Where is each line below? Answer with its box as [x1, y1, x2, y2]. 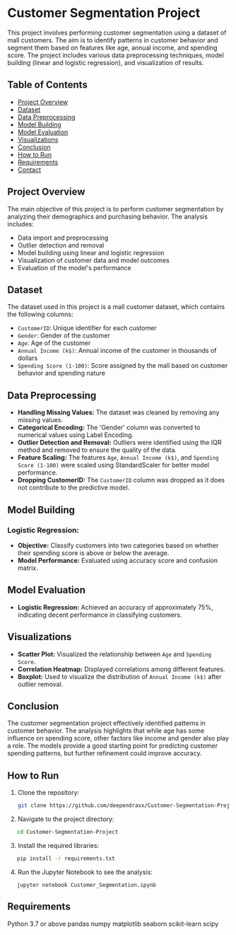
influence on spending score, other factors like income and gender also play [7, 734, 230, 743]
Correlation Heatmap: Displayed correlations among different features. [17, 665, 225, 673]
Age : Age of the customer [17, 339, 91, 347]
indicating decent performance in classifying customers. [17, 610, 182, 619]
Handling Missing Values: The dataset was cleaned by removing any [17, 408, 220, 417]
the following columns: [7, 310, 73, 319]
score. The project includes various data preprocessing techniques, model [7, 51, 224, 59]
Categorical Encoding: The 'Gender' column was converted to [17, 423, 201, 432]
